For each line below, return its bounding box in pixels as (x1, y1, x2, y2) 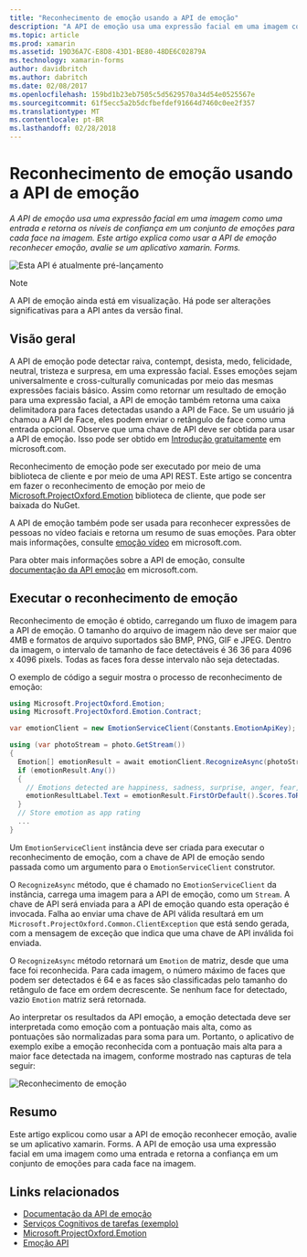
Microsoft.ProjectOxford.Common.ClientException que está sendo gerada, (9, 918, 290, 929)
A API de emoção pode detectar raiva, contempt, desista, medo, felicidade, (9, 356, 292, 367)
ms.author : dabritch (9, 73, 89, 82)
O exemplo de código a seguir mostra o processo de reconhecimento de (9, 671, 283, 682)
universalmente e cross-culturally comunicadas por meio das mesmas (9, 375, 274, 386)
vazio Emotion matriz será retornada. (9, 994, 147, 1005)
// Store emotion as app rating (17, 808, 142, 818)
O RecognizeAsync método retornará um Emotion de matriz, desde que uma (9, 954, 290, 965)
